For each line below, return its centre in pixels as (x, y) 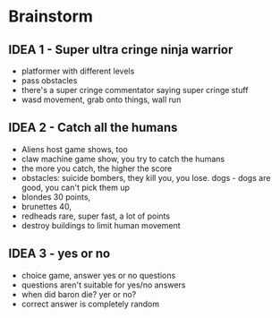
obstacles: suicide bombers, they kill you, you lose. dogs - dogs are (146, 177)
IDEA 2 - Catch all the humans (93, 128)
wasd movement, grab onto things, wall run (101, 99)
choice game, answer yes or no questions (98, 275)
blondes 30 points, (56, 197)
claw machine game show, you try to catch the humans (123, 159)
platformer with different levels (78, 71)
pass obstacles (49, 81)
